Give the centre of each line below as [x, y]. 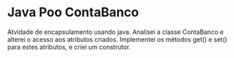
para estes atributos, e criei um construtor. [69, 47]
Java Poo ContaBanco [73, 12]
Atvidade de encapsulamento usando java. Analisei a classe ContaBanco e [116, 32]
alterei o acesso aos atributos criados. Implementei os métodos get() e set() [117, 39]
